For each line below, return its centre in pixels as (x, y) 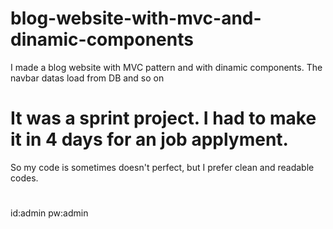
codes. (24, 178)
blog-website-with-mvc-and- (136, 18)
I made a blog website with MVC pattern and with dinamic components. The (166, 67)
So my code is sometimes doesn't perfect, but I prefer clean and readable (162, 167)
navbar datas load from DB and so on (87, 78)
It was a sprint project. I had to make (163, 118)
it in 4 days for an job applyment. (149, 139)
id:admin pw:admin (49, 213)
